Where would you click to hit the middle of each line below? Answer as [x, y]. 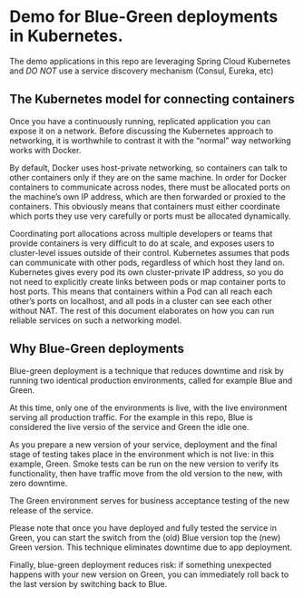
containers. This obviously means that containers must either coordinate [145, 206]
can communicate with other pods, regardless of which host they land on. [147, 262]
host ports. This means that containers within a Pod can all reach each [141, 291]
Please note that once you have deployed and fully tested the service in [143, 527]
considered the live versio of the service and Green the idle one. [129, 426]
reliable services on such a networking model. [95, 320]
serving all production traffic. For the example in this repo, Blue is [131, 417]
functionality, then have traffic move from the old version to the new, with [146, 473]
